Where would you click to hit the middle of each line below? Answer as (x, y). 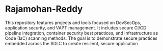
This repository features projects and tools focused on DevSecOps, (73, 23)
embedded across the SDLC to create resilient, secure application (72, 43)
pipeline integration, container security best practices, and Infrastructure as (81, 33)
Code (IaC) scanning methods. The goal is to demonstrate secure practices (81, 38)
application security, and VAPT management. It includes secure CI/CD (76, 27)
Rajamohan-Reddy (44, 9)
